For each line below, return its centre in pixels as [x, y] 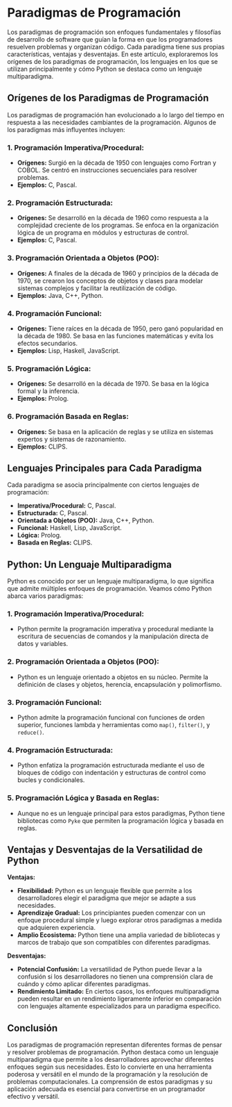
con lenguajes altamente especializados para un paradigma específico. [119, 1006]
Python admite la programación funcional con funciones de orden [111, 717]
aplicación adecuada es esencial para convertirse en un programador [106, 1089]
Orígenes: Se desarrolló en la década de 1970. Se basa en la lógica [113, 384]
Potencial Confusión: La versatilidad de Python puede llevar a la [109, 969]
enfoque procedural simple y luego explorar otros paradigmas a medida [119, 920]
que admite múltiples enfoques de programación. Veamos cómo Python [110, 589]
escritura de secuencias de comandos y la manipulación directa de [113, 636]
